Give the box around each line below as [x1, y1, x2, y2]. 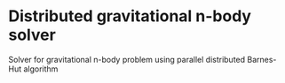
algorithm [23, 64, 59, 74]
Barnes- [247, 54, 277, 64]
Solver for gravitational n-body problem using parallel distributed [8, 54, 246, 64]
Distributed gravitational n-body [8, 6, 252, 26]
